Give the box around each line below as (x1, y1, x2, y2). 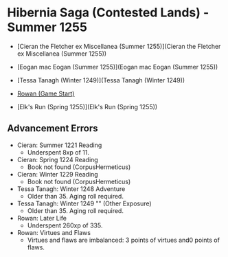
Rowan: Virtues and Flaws (16, 228, 91, 236)
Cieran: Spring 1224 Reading (16, 155, 98, 164)
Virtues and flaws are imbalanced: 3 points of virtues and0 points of (27, 236, 220, 244)
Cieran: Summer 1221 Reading (16, 141, 102, 149)
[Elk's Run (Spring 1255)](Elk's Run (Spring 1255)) (16, 102, 158, 111)
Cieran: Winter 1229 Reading (16, 170, 98, 178)
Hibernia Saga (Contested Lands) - (7, 5, 209, 21)
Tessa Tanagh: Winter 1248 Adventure (16, 184, 126, 193)
